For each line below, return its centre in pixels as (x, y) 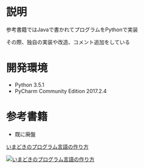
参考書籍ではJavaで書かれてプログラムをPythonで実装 (72, 29)
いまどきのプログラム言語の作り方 (48, 146)
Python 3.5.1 (29, 85)
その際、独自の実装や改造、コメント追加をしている (68, 42)
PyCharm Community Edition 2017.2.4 (61, 91)
